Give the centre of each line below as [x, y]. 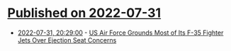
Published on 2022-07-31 [84, 13]
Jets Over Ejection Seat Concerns [67, 40]
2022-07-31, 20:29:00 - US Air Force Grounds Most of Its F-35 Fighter [120, 33]
